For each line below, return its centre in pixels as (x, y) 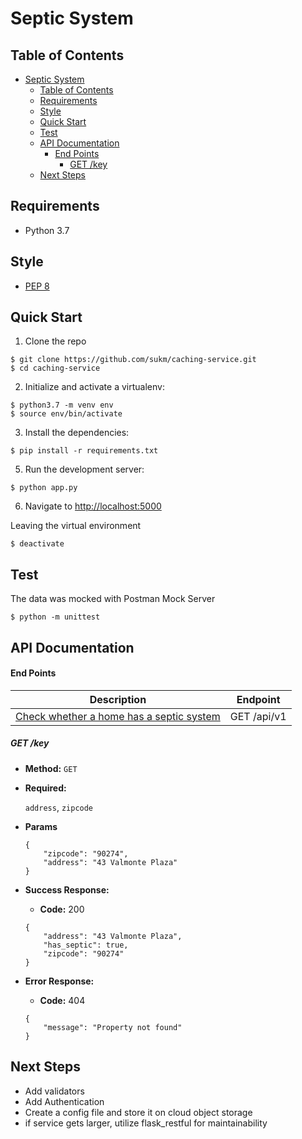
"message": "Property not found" (113, 1027)
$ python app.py (44, 488)
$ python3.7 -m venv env (62, 405)
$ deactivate (37, 544)
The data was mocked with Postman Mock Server (113, 599)
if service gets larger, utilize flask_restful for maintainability (146, 1123)
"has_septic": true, (86, 945)
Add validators (54, 1091)
